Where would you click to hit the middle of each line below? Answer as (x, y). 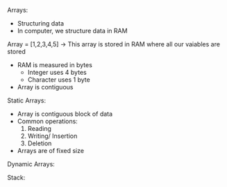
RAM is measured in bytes (54, 65)
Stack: (16, 177)
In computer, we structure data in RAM (72, 31)
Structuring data (41, 23)
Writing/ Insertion (52, 136)
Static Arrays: (27, 100)
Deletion (40, 143)
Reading (40, 128)
